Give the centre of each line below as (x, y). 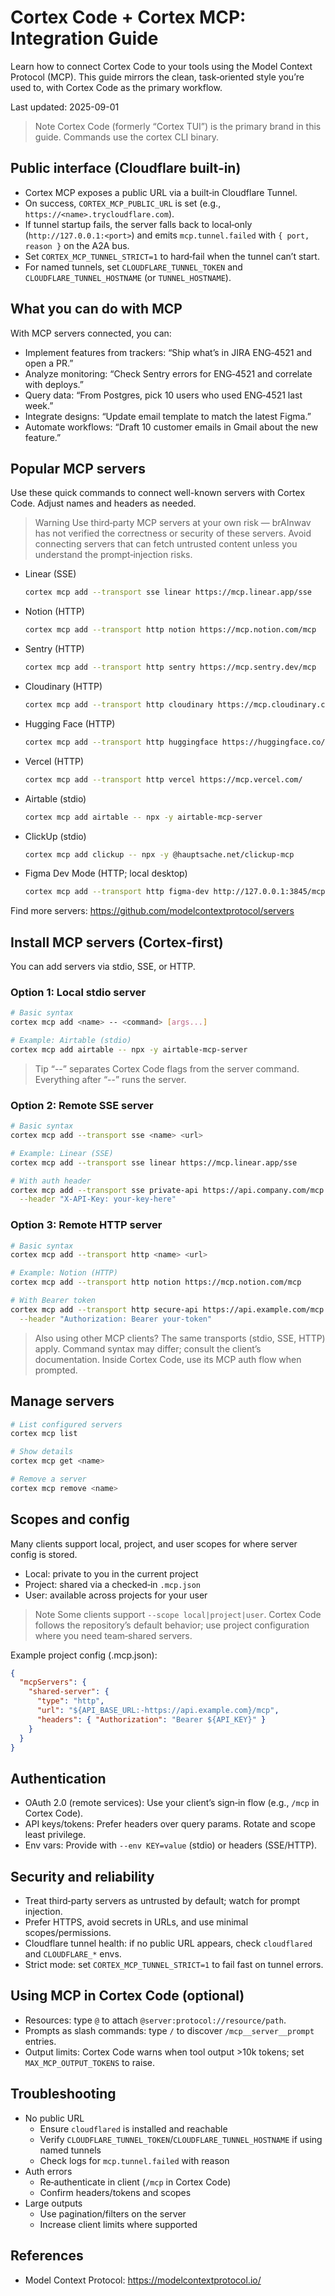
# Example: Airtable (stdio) (71, 1041)
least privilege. (55, 1835)
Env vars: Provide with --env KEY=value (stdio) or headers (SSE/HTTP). (171, 1845)
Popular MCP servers (78, 468)
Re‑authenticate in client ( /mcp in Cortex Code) (135, 2182)
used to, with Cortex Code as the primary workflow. (116, 87)
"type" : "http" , (70, 1701)
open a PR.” (49, 363)
